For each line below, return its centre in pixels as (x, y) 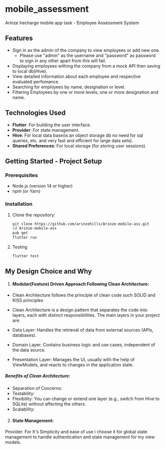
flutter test (26, 256)
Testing (20, 247)
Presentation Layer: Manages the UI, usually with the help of (73, 359)
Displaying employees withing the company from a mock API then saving (86, 66)
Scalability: (23, 409)
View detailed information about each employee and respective (76, 76)
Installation (19, 204)
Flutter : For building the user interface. (51, 125)
